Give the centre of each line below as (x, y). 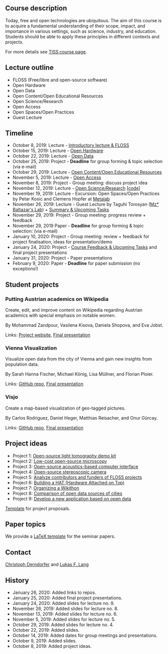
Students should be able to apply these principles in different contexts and (82, 36)
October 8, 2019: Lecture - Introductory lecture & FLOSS (71, 145)
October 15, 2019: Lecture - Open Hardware (58, 150)
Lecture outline (29, 68)
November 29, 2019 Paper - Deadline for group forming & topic (78, 226)
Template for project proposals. (38, 508)
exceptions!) (25, 269)
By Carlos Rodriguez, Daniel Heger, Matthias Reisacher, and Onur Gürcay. (81, 418)
